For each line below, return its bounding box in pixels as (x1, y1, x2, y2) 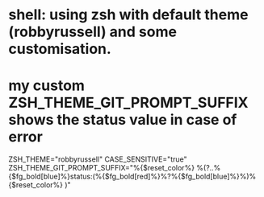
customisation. (8, 40, 111, 58)
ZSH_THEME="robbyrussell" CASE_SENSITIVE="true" (8, 154, 187, 164)
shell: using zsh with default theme (8, 6, 249, 24)
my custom (8, 76, 85, 95)
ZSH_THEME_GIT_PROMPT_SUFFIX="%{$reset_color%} (8, 163, 195, 173)
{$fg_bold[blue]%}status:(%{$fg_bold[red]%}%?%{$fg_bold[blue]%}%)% (8, 171, 257, 182)
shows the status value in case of (8, 111, 237, 129)
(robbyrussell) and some (8, 23, 178, 41)
